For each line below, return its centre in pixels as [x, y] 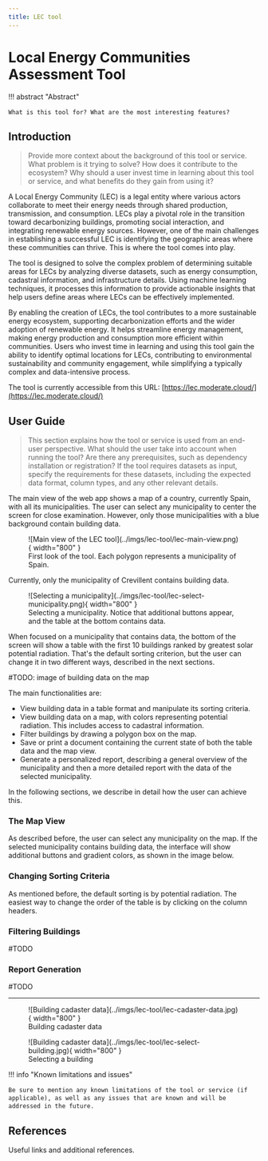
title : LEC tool [35, 17]
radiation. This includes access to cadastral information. [112, 726]
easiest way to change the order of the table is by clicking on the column [128, 902]
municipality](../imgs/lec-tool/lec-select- [138, 596]
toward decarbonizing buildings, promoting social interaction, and [116, 222]
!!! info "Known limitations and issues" [71, 1075]
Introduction [40, 136]
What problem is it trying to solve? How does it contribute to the [132, 165]
